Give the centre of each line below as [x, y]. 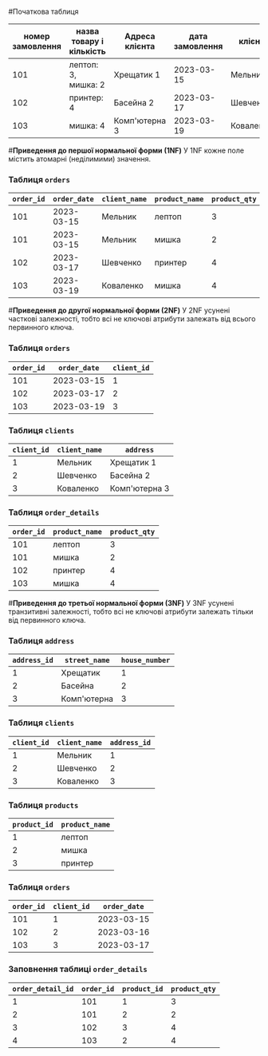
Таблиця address [41, 641]
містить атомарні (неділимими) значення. [80, 159]
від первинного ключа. [47, 620]
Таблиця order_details [54, 512]
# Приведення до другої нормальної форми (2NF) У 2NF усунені [119, 310]
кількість [87, 51]
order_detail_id [43, 989]
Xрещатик [81, 673]
